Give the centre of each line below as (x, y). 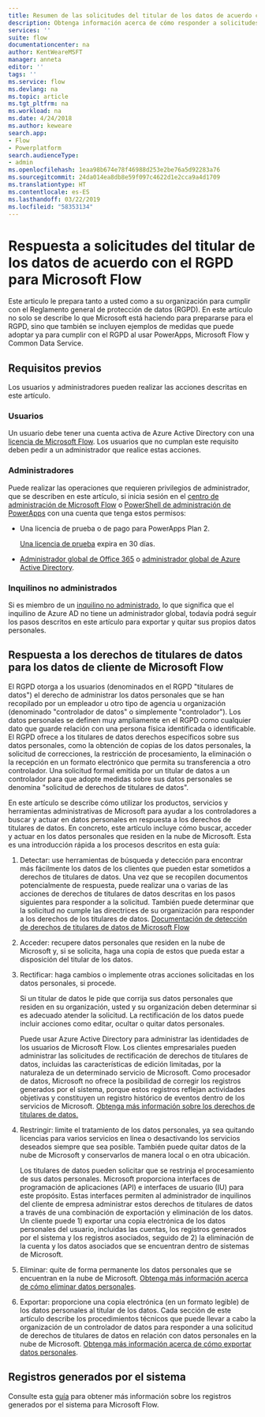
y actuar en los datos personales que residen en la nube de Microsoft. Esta (130, 836)
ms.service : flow (37, 81)
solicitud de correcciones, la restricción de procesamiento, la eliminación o (130, 754)
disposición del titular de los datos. (76, 959)
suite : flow (28, 38)
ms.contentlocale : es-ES (49, 192)
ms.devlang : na (33, 89)
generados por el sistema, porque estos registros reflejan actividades (132, 1089)
